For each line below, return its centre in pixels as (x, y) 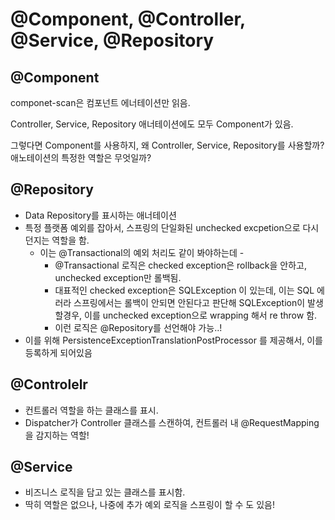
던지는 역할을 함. (57, 240)
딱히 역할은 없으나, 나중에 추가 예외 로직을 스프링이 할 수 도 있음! (149, 505)
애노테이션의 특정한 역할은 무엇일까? (81, 157)
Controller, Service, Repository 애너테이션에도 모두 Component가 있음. (152, 124)
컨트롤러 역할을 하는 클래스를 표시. (91, 410)
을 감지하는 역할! (57, 435)
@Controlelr (49, 384)
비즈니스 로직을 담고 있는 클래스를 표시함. (105, 492)
